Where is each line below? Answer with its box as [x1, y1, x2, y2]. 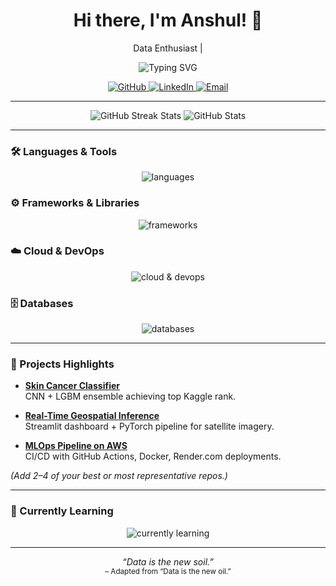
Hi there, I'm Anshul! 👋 [73, 9, 263, 32]
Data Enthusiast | [133, 42, 203, 54]
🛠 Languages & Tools [10, 144, 118, 158]
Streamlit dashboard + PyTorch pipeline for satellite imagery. [24, 420, 275, 433]
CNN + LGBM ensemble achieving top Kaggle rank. [24, 390, 237, 403]
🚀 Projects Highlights [10, 357, 115, 371]
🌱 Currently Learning [10, 504, 114, 518]
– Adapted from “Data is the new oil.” [104, 566, 232, 576]
